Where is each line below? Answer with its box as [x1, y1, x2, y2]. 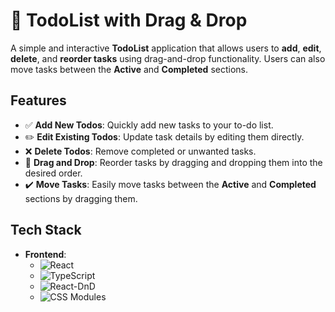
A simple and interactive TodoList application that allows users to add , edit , [10, 42, 322, 54]
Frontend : [24, 248, 67, 260]
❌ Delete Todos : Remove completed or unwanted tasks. [24, 145, 257, 157]
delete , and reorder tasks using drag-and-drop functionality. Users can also [10, 52, 326, 64]
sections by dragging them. [24, 192, 138, 204]
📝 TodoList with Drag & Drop [10, 9, 248, 32]
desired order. [24, 167, 83, 179]
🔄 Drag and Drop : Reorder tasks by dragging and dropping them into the [24, 156, 323, 168]
